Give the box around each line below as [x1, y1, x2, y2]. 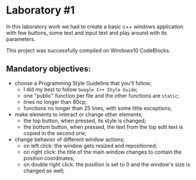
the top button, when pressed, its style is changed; [23, 117, 147, 124]
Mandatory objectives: [6, 64, 91, 74]
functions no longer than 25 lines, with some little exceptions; [23, 104, 172, 112]
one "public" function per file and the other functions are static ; [23, 92, 180, 99]
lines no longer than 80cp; [23, 98, 87, 105]
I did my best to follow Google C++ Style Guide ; [23, 86, 138, 93]
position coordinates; [23, 154, 75, 162]
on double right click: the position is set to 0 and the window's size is [23, 161, 191, 168]
